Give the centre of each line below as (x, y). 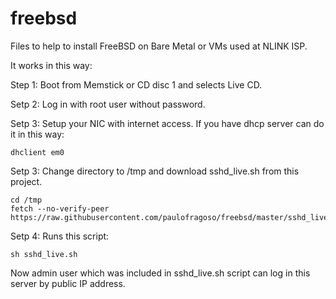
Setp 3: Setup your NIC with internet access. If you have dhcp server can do (167, 123)
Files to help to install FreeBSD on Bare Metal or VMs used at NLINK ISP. (159, 46)
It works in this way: (51, 65)
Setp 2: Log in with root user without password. (108, 104)
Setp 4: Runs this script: (60, 236)
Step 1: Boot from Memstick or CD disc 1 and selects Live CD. (136, 84)
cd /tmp (26, 200)
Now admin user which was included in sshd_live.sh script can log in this (160, 273)
